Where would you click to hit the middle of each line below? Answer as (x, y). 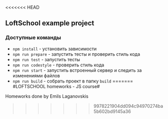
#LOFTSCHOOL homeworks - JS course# (56, 86)
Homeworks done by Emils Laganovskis (47, 96)
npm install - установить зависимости (55, 49)
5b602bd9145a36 (112, 111)
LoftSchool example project (50, 23)
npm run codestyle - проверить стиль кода (58, 65)
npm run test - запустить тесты (46, 59)
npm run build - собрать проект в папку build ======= (73, 81)
